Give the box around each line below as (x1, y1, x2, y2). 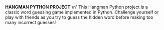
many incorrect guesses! (5, 19, 56, 25)
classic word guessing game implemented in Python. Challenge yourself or (5, 9, 159, 15)
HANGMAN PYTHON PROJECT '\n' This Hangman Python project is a (5, 4, 148, 10)
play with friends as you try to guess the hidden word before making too (5, 15, 154, 20)
